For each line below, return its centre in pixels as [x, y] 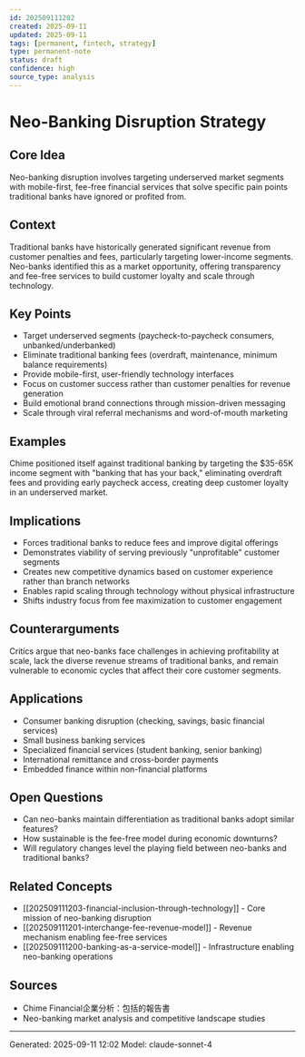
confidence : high [42, 69]
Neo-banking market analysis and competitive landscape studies [144, 1019]
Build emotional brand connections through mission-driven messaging [154, 403]
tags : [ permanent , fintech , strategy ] [83, 43]
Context [33, 225]
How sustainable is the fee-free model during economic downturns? [150, 839]
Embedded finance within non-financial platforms [115, 769]
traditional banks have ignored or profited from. [98, 196]
